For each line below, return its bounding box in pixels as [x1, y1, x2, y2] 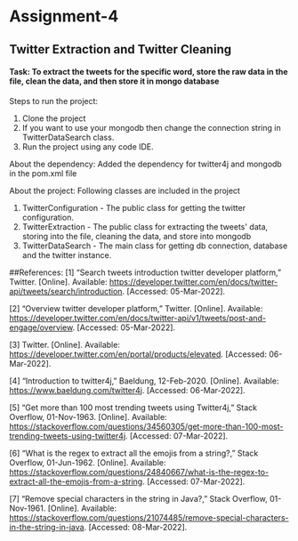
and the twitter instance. [21, 249, 112, 260]
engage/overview [9, 322, 73, 333]
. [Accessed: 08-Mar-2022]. [84, 521, 188, 532]
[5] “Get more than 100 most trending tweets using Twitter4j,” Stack [9, 402, 258, 413]
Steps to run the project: [9, 95, 99, 106]
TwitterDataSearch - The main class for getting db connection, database [21, 240, 288, 251]
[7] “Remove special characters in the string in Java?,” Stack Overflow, [9, 493, 269, 504]
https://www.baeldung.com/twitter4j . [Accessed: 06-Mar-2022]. [9, 384, 246, 395]
